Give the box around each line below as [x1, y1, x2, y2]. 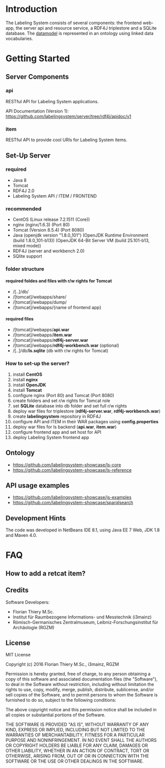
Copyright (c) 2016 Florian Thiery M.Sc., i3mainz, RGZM [5, 661, 119, 667]
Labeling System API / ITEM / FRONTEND [12, 193, 97, 199]
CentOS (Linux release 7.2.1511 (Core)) [12, 216, 90, 223]
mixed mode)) [12, 243, 41, 249]
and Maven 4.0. [5, 532, 37, 538]
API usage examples [5, 481, 69, 489]
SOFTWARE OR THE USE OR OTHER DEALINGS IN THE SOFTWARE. [5, 758, 144, 764]
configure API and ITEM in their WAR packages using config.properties [12, 418, 159, 424]
